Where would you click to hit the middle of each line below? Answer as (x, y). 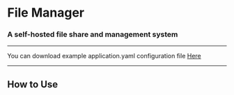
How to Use (33, 84)
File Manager (46, 13)
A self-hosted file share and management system (93, 35)
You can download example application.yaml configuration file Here (104, 56)
